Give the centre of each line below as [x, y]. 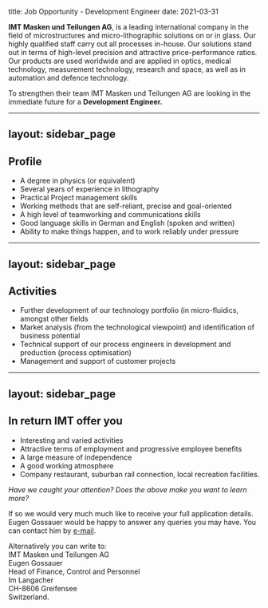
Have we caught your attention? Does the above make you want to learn [128, 489]
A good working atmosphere [67, 465]
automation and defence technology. [69, 78]
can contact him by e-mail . [52, 531]
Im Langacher [31, 580]
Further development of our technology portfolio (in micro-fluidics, [129, 310]
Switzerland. [29, 597]
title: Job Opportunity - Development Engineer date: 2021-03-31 [114, 12]
